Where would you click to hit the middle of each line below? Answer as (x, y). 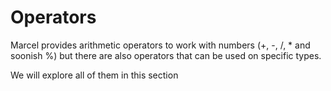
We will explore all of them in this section (94, 75)
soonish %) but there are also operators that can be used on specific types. (166, 55)
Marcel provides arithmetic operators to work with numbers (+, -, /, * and (160, 45)
